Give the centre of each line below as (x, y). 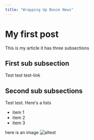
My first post (32, 34)
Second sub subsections (44, 91)
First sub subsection (37, 63)
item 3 (19, 123)
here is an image (22, 133)
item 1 (18, 112)
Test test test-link (23, 75)
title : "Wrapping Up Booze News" (39, 10)
